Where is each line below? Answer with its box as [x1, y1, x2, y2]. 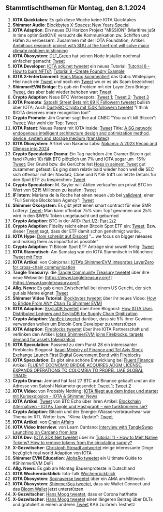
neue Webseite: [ [12, 274, 47, 281]
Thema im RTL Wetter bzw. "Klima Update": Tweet [12, 413, 113, 419]
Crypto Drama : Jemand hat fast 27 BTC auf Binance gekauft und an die [12, 378, 155, 383]
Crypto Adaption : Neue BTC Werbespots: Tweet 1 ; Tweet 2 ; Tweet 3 [12, 94, 149, 100]
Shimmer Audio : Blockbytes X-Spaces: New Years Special [12, 22, 130, 28]
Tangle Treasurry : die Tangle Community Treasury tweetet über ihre [12, 269, 149, 275]
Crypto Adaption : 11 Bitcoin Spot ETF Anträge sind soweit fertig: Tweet [12, 244, 154, 249]
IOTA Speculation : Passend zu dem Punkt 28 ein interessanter [12, 342, 137, 347]
